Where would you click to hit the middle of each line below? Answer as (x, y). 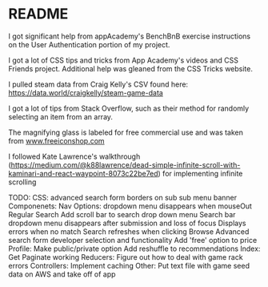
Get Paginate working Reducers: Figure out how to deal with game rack (126, 257)
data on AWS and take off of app (62, 274)
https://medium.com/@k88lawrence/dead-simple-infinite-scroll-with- (126, 164)
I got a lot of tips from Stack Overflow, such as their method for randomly (129, 108)
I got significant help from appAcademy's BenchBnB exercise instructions (129, 36)
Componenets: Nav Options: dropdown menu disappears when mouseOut (130, 206)
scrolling (22, 182)
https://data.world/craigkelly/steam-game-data (86, 92)
